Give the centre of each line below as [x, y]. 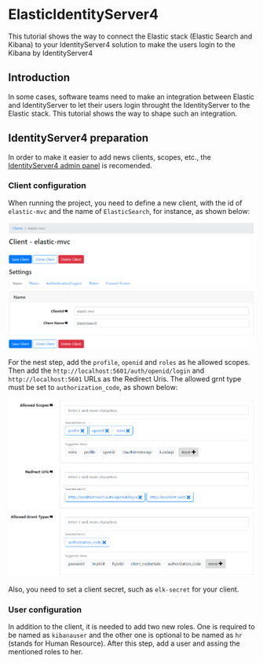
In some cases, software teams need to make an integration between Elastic [131, 97]
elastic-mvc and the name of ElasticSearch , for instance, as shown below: [129, 211]
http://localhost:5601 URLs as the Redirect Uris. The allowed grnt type [125, 379]
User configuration [45, 610]
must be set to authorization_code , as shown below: [93, 388]
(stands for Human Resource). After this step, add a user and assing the [124, 643]
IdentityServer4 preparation [79, 138]
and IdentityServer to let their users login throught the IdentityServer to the [129, 105]
